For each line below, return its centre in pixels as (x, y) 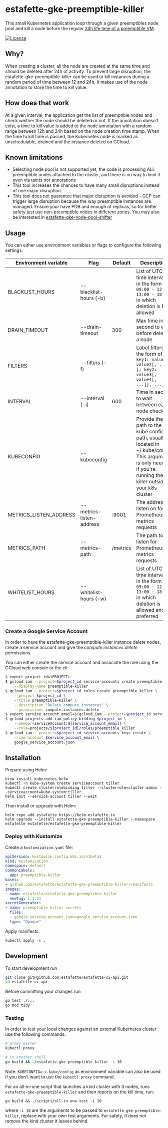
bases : (12, 880)
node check (150, 411)
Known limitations (34, 157)
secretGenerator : (23, 903)
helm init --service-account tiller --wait (51, 797)
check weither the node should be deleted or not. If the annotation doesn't (82, 120)
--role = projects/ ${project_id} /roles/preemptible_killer (75, 728)
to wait (144, 398)
